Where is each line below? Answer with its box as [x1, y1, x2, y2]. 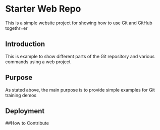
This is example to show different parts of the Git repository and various [5, 53, 155, 59]
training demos [5, 92, 37, 98]
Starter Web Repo [5, 3, 81, 15]
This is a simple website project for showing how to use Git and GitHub [5, 20, 152, 26]
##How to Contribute [5, 120, 49, 126]
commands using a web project [5, 59, 71, 65]
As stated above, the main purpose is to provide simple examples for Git [5, 86, 155, 93]
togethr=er [5, 25, 28, 31]
